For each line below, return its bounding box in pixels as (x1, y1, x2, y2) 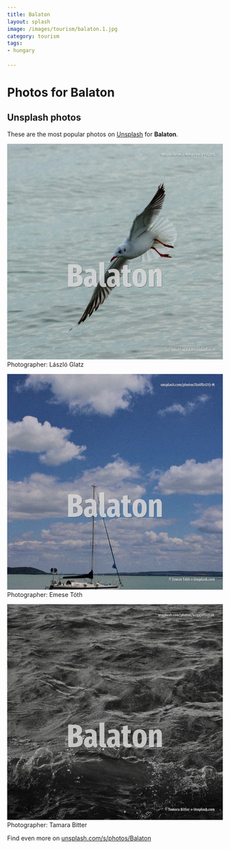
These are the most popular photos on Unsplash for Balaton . (7, 130, 179, 138)
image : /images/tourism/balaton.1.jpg (7, 25, 118, 32)
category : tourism (7, 33, 60, 40)
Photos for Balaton (7, 85, 115, 101)
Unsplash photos (7, 112, 81, 123)
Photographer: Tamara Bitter (7, 820, 88, 828)
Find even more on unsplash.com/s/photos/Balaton (7, 834, 152, 842)
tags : (7, 40, 23, 47)
